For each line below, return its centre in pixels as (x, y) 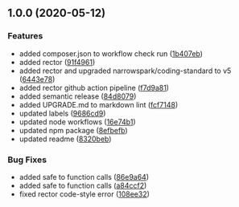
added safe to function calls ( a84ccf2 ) (83, 185)
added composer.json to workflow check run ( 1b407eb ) (111, 53)
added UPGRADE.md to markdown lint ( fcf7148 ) (99, 104)
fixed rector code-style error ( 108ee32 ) (84, 194)
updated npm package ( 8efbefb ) (73, 130)
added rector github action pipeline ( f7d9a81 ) (94, 87)
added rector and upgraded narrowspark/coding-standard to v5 (125, 71)
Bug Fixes (27, 160)
